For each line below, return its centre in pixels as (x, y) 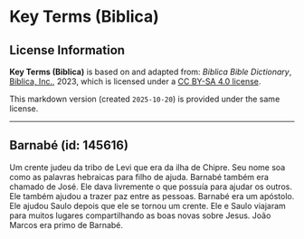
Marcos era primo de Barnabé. (66, 225)
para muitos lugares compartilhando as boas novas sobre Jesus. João (140, 215)
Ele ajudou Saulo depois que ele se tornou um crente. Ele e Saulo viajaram (148, 206)
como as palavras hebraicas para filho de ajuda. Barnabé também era (139, 177)
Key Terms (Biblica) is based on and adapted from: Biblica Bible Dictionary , (151, 72)
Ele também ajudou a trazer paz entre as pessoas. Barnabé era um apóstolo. (152, 196)
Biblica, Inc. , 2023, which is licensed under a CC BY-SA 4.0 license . (135, 81)
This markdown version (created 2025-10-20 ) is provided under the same (145, 99)
